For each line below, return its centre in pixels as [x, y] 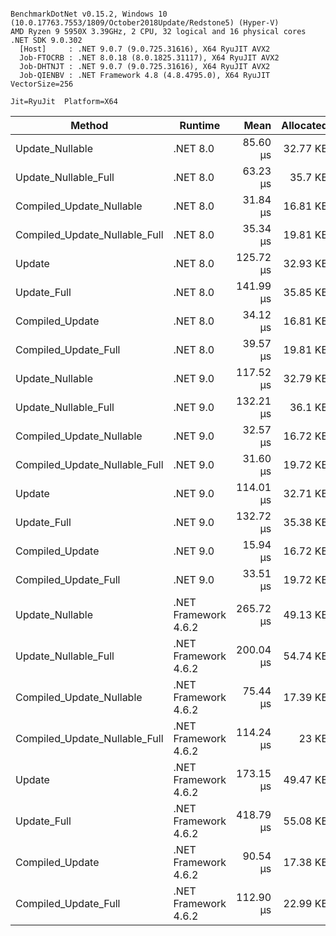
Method [89, 125]
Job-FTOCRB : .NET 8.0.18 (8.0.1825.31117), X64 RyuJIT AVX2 [149, 58]
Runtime [200, 125]
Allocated [304, 125]
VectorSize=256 [42, 84]
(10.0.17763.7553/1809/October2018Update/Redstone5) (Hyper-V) [145, 23]
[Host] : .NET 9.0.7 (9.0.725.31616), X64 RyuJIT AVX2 [145, 49]
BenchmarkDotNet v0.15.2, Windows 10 [89, 14]
